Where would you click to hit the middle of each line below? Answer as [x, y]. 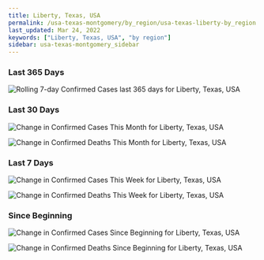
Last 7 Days [31, 162]
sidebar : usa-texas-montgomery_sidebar [74, 45]
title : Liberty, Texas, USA [55, 15]
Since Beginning [40, 215]
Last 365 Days [36, 72]
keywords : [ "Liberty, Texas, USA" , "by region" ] [90, 37]
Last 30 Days [34, 110]
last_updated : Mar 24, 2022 [55, 30]
